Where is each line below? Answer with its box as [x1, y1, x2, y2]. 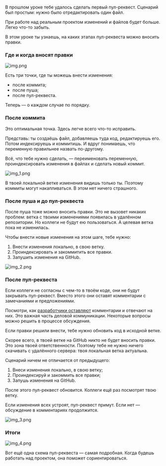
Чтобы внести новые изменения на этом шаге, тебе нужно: [5, 234, 131, 240]
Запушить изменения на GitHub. [12, 254, 81, 260]
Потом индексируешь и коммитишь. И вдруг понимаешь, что [5, 141, 135, 147]
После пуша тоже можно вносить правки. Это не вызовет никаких [5, 208, 146, 214]
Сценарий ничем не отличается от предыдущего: [5, 358, 110, 363]
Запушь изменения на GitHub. [12, 377, 76, 383]
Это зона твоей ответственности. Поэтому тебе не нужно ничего [5, 343, 144, 349]
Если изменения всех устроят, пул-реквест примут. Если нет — [5, 402, 140, 408]
